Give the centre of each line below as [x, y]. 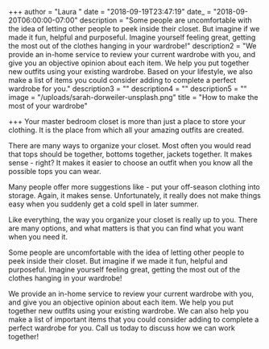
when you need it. [38, 237]
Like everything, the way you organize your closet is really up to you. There [133, 220]
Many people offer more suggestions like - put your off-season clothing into [134, 187]
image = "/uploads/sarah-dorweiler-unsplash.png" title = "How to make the [133, 97]
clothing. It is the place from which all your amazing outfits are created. [126, 130]
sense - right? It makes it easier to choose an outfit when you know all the [131, 163]
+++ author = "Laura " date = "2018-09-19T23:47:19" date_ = [110, 12]
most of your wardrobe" [48, 106]
